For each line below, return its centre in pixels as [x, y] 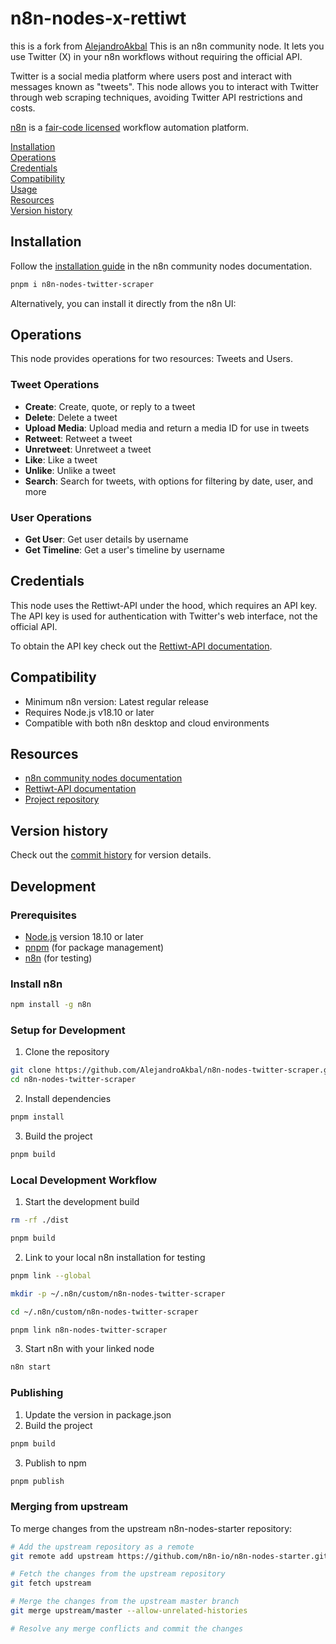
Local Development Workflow [84, 1180]
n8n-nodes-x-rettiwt [98, 18]
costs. [23, 108]
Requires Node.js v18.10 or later [89, 712]
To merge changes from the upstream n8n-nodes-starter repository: [151, 1528]
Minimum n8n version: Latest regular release [116, 701]
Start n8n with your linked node [89, 1349]
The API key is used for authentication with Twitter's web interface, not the [164, 616]
